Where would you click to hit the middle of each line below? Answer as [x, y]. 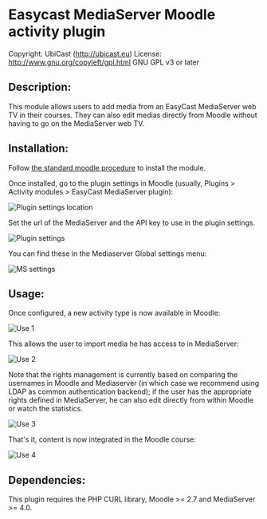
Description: [40, 87]
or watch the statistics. [46, 409]
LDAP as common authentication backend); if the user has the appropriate [130, 391]
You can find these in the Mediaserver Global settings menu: [108, 254]
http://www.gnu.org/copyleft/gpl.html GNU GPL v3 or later [104, 62]
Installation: [39, 149]
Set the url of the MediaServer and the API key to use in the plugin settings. [132, 222]
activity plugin [57, 31]
